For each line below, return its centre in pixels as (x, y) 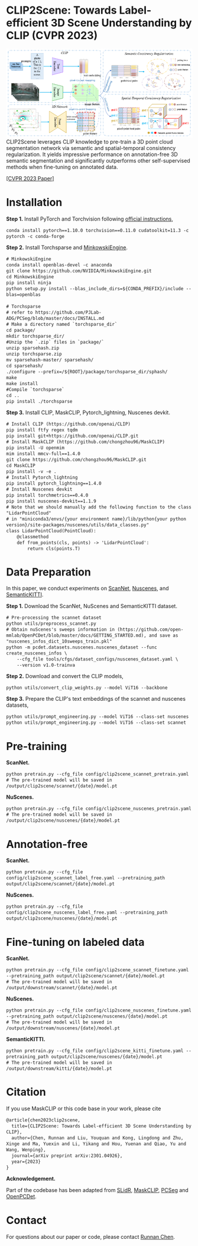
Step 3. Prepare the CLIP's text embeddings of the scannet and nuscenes (96, 699)
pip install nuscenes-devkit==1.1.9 (51, 501)
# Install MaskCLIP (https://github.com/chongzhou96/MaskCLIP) (86, 442)
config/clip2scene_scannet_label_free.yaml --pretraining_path (86, 878)
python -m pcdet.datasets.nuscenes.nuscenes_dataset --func (82, 647)
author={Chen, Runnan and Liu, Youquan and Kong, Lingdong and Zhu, (98, 1138)
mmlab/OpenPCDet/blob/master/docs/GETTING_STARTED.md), (76, 635)
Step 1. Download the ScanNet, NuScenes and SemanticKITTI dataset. (92, 606)
